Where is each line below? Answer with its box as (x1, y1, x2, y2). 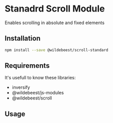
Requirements (5, 61, 50, 70)
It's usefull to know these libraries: (5, 75, 76, 81)
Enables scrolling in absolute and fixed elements (5, 20, 105, 26)
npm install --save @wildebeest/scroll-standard (5, 47, 108, 53)
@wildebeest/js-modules (12, 90, 64, 96)
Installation (5, 34, 41, 43)
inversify (12, 84, 31, 90)
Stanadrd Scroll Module (5, 3, 105, 15)
